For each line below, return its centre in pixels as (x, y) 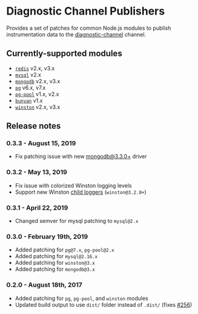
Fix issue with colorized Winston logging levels (73, 185)
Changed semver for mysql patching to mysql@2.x (77, 221)
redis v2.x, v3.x (35, 68)
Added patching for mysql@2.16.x (56, 256)
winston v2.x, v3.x (38, 107)
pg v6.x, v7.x (30, 87)
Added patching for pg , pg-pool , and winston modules (81, 298)
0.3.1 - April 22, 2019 (37, 208)
